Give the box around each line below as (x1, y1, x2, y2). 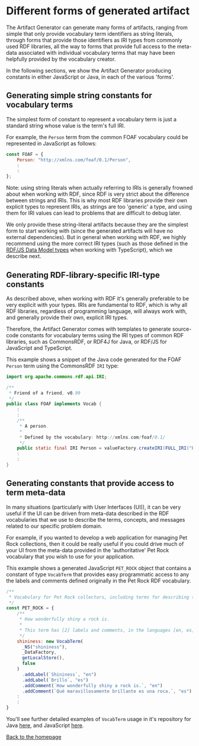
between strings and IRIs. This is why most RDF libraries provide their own (6, 197, 188, 204)
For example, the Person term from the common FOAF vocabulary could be (6, 133, 188, 140)
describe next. (6, 253, 41, 260)
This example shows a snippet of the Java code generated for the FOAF (6, 356, 182, 363)
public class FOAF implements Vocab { (6, 401, 102, 407)
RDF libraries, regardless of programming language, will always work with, (6, 308, 188, 315)
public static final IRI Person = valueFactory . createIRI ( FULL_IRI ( (17, 445, 190, 452)
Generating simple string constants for (6, 90, 152, 101)
